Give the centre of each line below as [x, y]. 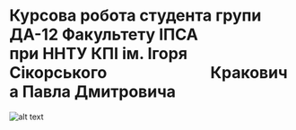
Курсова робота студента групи [135, 16]
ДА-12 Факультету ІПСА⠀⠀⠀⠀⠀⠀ [138, 35]
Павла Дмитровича [99, 92]
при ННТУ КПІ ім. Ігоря [99, 54]
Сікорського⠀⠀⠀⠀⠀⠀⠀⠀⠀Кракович [149, 73]
